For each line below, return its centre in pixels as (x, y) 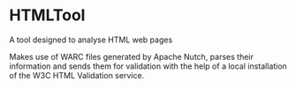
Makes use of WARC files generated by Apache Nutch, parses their (131, 56)
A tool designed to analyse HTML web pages (91, 40)
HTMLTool (47, 15)
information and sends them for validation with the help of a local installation (148, 66)
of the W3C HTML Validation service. (77, 75)
